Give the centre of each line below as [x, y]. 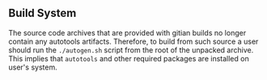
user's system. [33, 67]
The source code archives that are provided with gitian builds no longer [127, 32]
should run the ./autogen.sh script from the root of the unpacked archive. [131, 50]
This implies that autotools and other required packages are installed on [129, 58]
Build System [42, 13]
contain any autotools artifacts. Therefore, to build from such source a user [133, 41]
